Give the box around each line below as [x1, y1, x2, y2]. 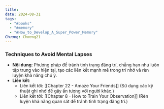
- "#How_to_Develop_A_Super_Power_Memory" [9, 30, 98, 35]
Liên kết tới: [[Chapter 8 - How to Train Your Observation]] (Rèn [19, 93, 149, 99]
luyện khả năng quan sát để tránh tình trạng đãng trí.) [19, 99, 128, 105]
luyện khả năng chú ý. [12, 72, 57, 79]
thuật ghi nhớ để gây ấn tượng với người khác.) [19, 88, 114, 94]
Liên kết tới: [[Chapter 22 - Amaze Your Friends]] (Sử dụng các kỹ [19, 83, 154, 89]
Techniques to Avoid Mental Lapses [5, 51, 93, 57]
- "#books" [9, 21, 32, 26]
